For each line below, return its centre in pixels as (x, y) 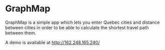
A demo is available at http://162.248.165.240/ (53, 42)
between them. (21, 33)
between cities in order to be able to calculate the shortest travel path (77, 27)
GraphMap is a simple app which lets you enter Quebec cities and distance (82, 22)
